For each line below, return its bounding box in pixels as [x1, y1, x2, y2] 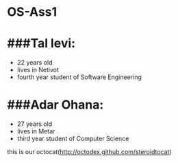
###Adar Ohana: [7, 97, 104, 113]
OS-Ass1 [7, 4, 58, 20]
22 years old [16, 58, 53, 67]
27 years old [16, 120, 53, 128]
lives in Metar [16, 127, 55, 135]
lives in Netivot [16, 66, 60, 74]
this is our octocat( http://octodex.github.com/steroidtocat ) [7, 148, 173, 156]
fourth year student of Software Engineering [16, 73, 142, 81]
